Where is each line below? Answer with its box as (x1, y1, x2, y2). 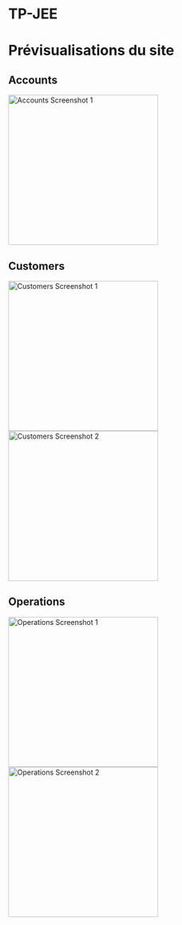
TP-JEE (8, 5, 58, 23)
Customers (8, 259, 65, 273)
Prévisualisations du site (8, 42, 175, 60)
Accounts (8, 73, 58, 86)
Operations (8, 595, 65, 609)
